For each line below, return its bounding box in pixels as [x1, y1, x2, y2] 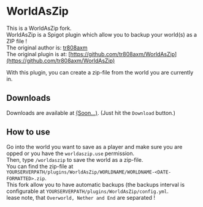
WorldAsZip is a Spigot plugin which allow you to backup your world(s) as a [6, 31, 197, 38]
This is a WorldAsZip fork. [6, 24, 72, 32]
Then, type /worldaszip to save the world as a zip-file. [6, 156, 144, 163]
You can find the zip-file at [6, 162, 74, 170]
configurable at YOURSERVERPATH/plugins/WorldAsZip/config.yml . [6, 187, 169, 195]
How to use [6, 127, 50, 137]
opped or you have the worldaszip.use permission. [6, 150, 135, 157]
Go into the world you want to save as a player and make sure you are [6, 143, 183, 150]
